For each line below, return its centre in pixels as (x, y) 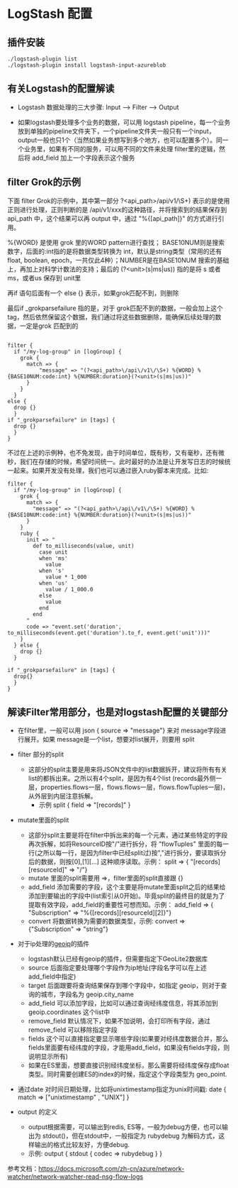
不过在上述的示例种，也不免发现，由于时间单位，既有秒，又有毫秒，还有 (113, 452)
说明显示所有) (48, 1057)
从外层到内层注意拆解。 (62, 796)
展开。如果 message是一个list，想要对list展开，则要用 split (109, 739)
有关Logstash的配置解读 (61, 89)
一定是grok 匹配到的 (49, 326)
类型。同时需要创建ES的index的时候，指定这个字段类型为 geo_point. (127, 1074)
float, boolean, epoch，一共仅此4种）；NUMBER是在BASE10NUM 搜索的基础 (118, 260)
